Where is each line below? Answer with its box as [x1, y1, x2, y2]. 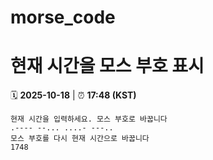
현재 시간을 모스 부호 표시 [10, 55, 205, 78]
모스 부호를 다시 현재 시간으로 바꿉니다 [10, 134, 150, 144]
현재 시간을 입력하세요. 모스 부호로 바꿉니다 [10, 114, 168, 125]
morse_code [10, 6, 116, 29]
